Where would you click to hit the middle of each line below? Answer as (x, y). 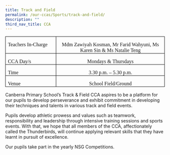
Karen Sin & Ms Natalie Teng (110, 50)
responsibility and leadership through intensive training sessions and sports (84, 121)
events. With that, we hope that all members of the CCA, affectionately (79, 126)
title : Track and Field (30, 10)
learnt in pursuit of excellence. (37, 137)
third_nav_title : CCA (28, 24)
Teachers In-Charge (28, 45)
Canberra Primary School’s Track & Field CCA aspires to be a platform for (81, 95)
